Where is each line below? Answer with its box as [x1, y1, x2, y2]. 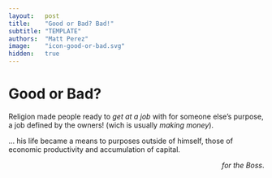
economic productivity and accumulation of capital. [8, 144, 181, 154]
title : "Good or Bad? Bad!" [8, 20, 114, 28]
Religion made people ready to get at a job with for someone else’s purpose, [8, 111, 264, 121]
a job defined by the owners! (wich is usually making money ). [8, 119, 214, 130]
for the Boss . [222, 160, 265, 170]
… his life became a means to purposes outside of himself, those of [8, 136, 234, 145]
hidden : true [8, 50, 60, 58]
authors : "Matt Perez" [8, 34, 89, 43]
